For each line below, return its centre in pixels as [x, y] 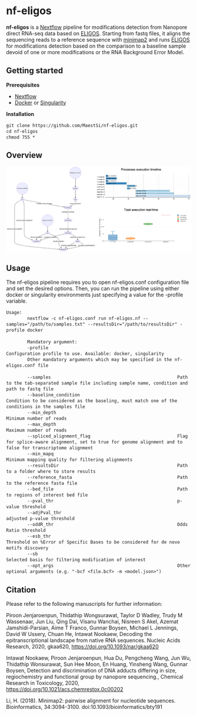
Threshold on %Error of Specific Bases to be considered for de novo [93, 542]
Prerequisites [23, 85]
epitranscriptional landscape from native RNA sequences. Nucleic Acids [93, 641]
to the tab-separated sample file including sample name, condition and [97, 383]
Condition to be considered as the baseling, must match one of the [92, 401]
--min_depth [42, 413]
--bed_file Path [108, 489]
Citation [21, 590]
